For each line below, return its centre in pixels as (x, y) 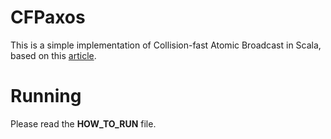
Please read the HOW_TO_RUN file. (83, 123)
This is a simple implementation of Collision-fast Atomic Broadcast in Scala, (166, 45)
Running (46, 96)
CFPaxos (48, 17)
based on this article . (53, 55)
